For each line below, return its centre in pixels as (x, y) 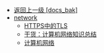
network (25, 18)
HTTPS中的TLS (45, 25)
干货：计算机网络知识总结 (60, 34)
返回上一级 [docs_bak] (45, 10)
